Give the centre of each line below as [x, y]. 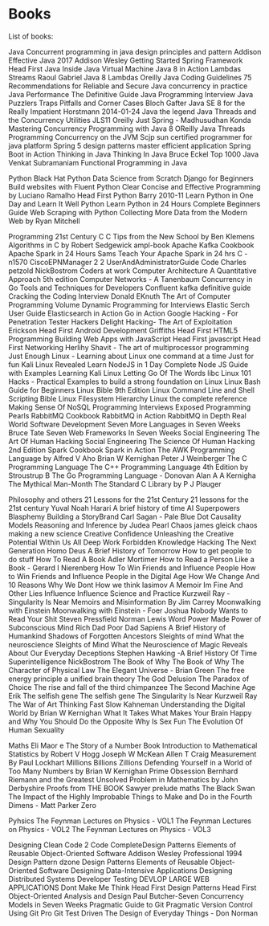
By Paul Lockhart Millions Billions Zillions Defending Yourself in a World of [130, 762]
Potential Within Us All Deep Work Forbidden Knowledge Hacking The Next [132, 542]
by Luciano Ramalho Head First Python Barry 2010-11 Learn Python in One [131, 195]
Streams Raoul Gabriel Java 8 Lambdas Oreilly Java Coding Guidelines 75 [130, 77]
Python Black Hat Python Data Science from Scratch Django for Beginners [131, 178]
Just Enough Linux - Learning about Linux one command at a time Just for [131, 356]
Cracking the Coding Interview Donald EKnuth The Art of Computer [120, 296]
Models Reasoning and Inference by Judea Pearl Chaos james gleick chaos [133, 525]
